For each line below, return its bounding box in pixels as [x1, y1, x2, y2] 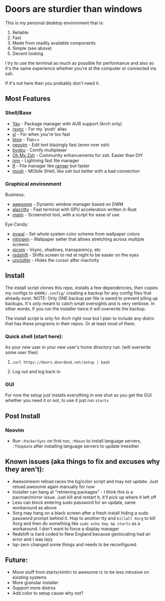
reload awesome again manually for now [12, 484, 95, 490]
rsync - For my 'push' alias [12, 126, 67, 132]
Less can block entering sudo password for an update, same [12, 499, 136, 505]
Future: [5, 556, 28, 564]
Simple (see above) [12, 45, 52, 51]
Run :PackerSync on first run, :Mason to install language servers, [12, 438, 142, 444]
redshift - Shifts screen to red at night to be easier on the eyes [12, 251, 139, 258]
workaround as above [12, 504, 57, 510]
